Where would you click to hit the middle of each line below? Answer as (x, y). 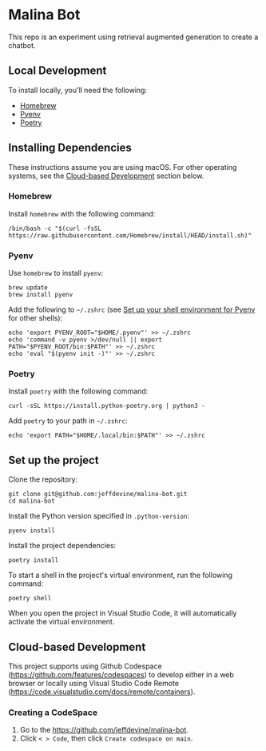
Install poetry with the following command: (78, 391)
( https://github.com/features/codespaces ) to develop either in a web (121, 675)
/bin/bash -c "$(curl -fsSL (55, 228)
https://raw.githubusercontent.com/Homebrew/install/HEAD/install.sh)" (130, 235)
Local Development (58, 71)
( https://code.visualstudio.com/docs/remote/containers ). (102, 692)
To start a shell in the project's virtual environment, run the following (121, 575)
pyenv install (32, 531)
